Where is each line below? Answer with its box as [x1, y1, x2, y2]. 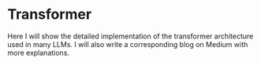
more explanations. [7, 48, 70, 57]
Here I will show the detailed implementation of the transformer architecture [7, 31, 254, 41]
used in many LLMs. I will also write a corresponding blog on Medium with [7, 39, 248, 49]
